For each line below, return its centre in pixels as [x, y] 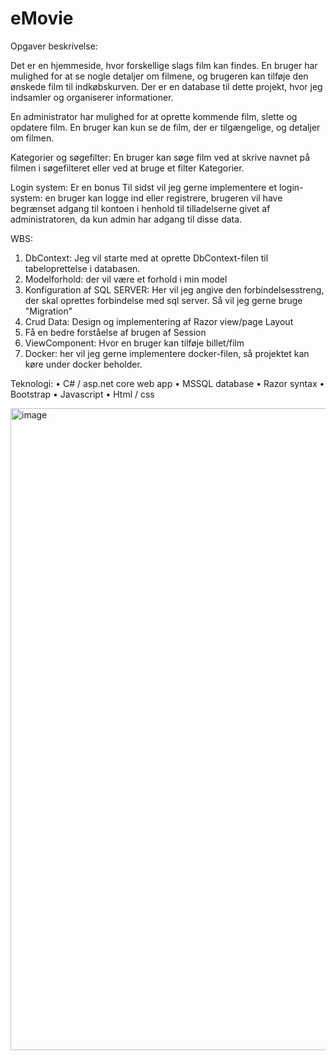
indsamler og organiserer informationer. [92, 97]
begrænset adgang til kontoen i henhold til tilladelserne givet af [140, 208]
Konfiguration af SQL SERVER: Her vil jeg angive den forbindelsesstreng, [174, 289]
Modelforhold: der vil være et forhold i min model [126, 279]
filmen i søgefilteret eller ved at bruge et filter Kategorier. [127, 168]
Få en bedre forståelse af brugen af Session [115, 332]
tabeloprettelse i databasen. [82, 268]
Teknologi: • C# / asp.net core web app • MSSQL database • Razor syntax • [167, 383]
